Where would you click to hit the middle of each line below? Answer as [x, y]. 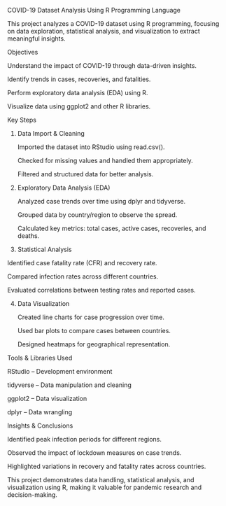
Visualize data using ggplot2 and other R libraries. [79, 106]
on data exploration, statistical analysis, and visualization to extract [104, 31]
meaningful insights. [36, 38]
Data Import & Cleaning [51, 133]
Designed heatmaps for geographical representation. [94, 344]
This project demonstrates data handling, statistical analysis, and [101, 480]
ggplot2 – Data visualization [47, 399]
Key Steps [22, 120]
